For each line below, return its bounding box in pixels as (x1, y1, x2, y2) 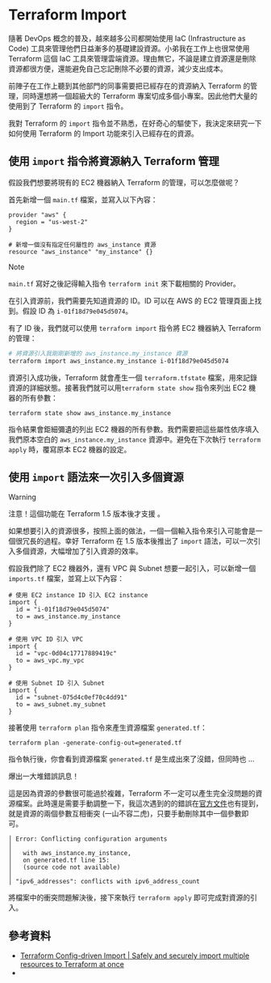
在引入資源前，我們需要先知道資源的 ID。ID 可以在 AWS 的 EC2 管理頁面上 (8, 295, 256, 305)
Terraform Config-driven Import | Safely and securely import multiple (19, 951, 250, 960)
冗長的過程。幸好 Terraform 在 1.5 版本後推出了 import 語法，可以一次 (22, 536, 254, 546)
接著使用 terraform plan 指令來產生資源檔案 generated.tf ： (8, 722, 207, 733)
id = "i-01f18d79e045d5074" (15, 605, 110, 614)
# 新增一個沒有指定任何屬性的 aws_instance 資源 (8, 240, 156, 248)
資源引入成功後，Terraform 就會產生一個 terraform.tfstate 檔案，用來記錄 (8, 372, 258, 382)
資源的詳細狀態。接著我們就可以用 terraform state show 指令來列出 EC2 (8, 383, 248, 392)
